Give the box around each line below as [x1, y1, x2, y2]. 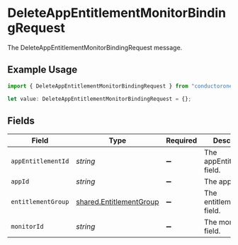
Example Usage [7, 64, 78, 76]
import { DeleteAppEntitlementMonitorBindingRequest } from [7, 83, 189, 90]
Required [166, 136, 198, 145]
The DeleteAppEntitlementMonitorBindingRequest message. [7, 43, 183, 52]
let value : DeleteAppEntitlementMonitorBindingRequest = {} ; [7, 95, 192, 102]
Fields [7, 114, 35, 126]
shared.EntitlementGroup [75, 197, 159, 207]
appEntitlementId [11, 157, 69, 165]
